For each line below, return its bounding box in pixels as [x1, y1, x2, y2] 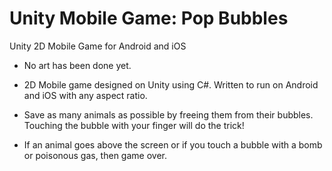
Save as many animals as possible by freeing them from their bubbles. [23, 108, 314, 121]
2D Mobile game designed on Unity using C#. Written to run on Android [23, 78, 319, 91]
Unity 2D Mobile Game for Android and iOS [9, 40, 187, 52]
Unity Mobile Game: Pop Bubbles [9, 7, 289, 30]
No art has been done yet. [23, 59, 132, 71]
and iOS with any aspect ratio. [23, 89, 148, 101]
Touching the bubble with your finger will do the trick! [23, 119, 245, 131]
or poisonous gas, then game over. [23, 149, 167, 161]
